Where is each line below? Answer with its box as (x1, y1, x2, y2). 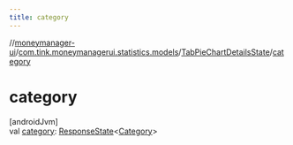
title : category (9, 12, 69, 22)
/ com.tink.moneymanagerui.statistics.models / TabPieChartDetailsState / (15, 46, 274, 57)
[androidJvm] (9, 116, 59, 126)
